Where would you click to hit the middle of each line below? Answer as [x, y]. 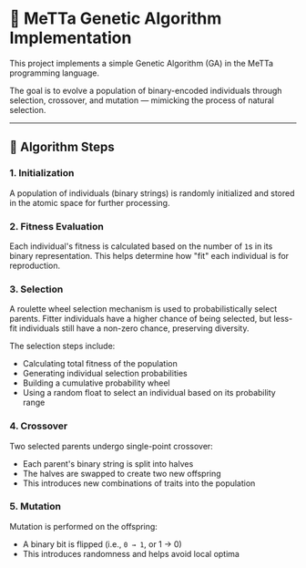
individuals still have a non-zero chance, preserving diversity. [134, 328]
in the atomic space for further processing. [90, 202]
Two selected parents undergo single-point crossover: [112, 446]
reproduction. [35, 265]
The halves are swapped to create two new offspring [122, 473]
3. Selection [36, 289]
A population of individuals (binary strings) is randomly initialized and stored [152, 193]
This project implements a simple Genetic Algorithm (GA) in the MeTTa [142, 63]
